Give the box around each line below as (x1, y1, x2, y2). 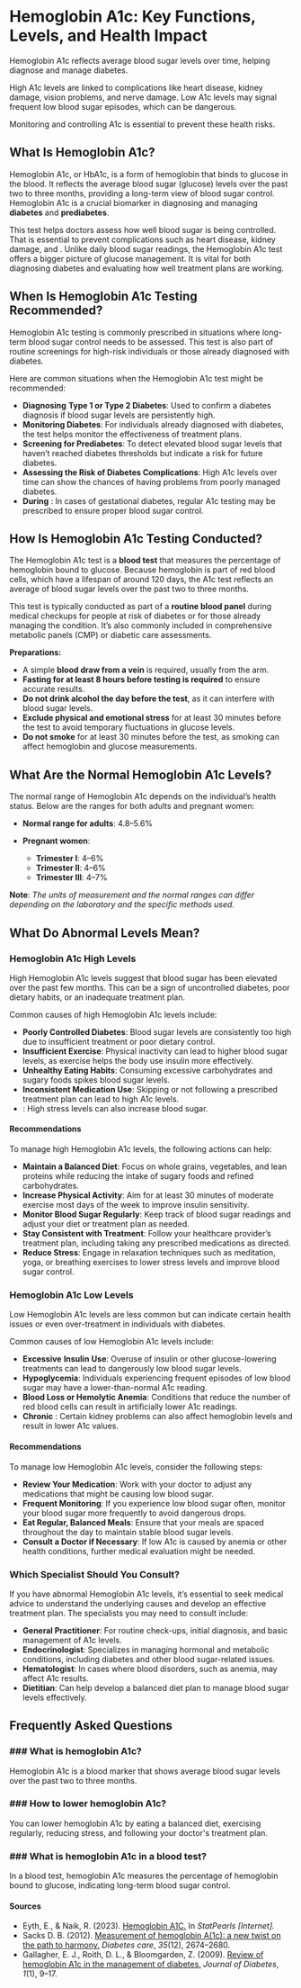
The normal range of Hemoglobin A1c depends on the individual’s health (9, 791, 277, 802)
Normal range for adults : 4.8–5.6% (22, 818, 154, 829)
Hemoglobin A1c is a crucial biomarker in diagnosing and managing (9, 197, 258, 208)
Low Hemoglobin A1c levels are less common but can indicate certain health (9, 1309, 291, 1320)
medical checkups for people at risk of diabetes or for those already (9, 610, 261, 622)
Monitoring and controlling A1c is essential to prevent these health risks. (9, 119, 276, 130)
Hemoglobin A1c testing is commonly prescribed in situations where (9, 327, 261, 337)
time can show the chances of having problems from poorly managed (22, 476, 281, 487)
